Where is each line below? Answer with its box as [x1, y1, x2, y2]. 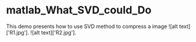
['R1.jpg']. [6, 29, 30, 36]
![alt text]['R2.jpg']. [30, 29, 77, 36]
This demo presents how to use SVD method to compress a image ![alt [6, 23, 178, 30]
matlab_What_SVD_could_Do [6, 3, 152, 17]
